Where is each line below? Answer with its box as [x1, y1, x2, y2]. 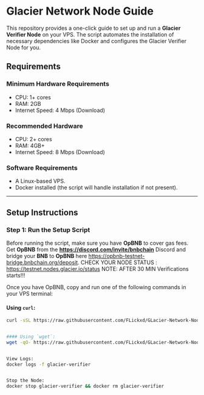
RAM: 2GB [15, 100, 41, 107]
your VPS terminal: [6, 290, 53, 297]
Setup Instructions [6, 207, 78, 217]
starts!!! [6, 271, 25, 279]
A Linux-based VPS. [15, 178, 66, 185]
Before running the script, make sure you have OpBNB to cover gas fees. [6, 239, 189, 246]
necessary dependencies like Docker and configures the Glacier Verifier [6, 37, 187, 44]
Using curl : [6, 304, 36, 311]
